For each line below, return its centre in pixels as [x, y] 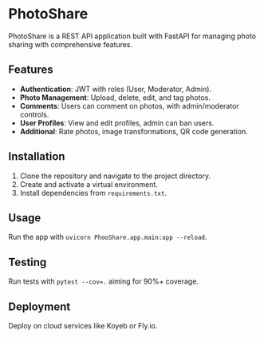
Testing [28, 262]
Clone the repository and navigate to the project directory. [115, 176]
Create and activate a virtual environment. [89, 184]
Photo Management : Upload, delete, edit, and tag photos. [115, 97]
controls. [34, 114]
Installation [37, 157]
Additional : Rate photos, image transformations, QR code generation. [134, 131]
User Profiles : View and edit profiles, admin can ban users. [117, 123]
